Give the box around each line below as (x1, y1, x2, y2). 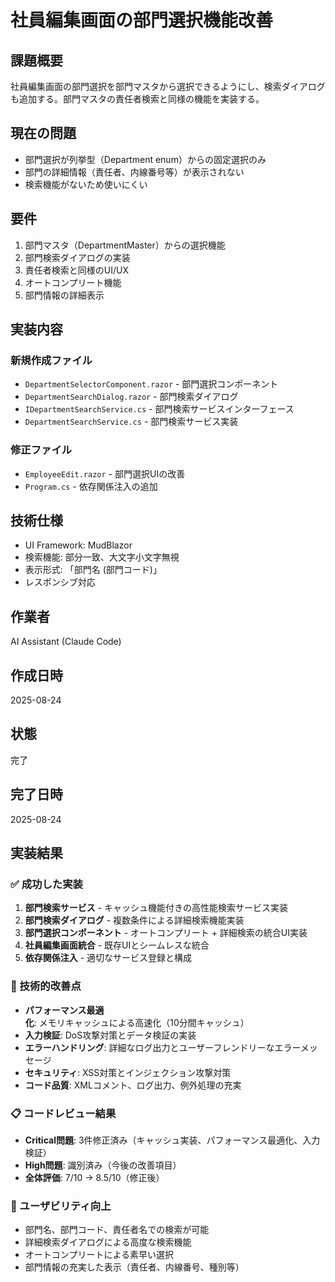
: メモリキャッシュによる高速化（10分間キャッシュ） (33, 1016, 250, 1028)
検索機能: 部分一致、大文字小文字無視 (24, 551, 180, 563)
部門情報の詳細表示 (24, 289, 105, 301)
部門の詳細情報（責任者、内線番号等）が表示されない (24, 166, 245, 178)
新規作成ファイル (10, 353, 93, 367)
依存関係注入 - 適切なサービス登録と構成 (24, 952, 193, 964)
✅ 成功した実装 (10, 877, 83, 891)
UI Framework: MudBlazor (24, 539, 133, 551)
